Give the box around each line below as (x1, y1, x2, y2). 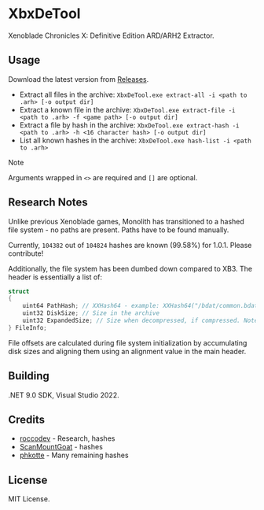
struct (8, 287, 30, 295)
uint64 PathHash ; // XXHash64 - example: (22, 302, 159, 310)
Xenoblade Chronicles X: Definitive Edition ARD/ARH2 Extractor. (8, 31, 214, 40)
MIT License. (8, 494, 50, 504)
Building (8, 369, 49, 382)
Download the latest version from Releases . (8, 74, 149, 83)
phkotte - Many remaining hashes (19, 450, 129, 460)
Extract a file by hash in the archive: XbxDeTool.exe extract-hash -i (19, 120, 240, 130)
